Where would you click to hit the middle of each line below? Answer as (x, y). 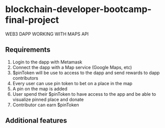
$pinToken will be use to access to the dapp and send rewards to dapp (86, 73)
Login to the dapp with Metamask (47, 62)
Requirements (28, 50)
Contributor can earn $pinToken (46, 105)
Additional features (36, 121)
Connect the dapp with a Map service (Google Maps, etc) (72, 67)
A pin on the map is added (40, 89)
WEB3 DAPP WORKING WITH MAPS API (47, 34)
